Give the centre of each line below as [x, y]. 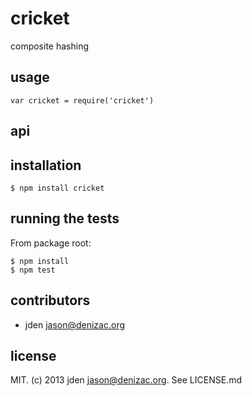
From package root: [51, 243]
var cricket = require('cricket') [82, 100]
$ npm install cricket [57, 188]
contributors [50, 300]
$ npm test [33, 270]
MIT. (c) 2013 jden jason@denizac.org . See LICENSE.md [126, 380]
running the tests [65, 218]
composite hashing [50, 46]
